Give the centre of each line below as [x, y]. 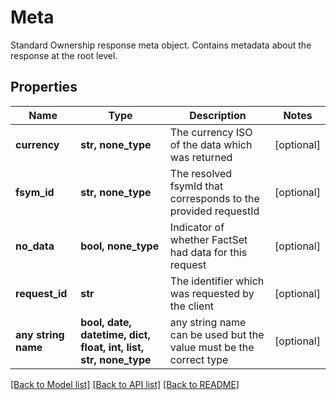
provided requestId [214, 211]
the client [192, 306]
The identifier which [217, 281]
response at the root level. [64, 55]
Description [218, 115]
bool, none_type [120, 246]
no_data [35, 246]
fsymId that [196, 186]
